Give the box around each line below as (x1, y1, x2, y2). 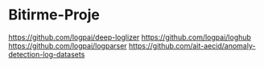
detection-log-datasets (8, 49, 85, 59)
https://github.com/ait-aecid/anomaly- (128, 40, 256, 50)
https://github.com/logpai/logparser (8, 40, 127, 50)
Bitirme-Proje (8, 6, 101, 24)
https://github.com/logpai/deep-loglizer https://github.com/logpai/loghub (8, 32, 252, 42)
